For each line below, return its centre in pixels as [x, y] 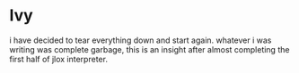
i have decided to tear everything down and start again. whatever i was [141, 40]
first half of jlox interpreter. [58, 59]
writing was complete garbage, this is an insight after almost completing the [149, 49]
